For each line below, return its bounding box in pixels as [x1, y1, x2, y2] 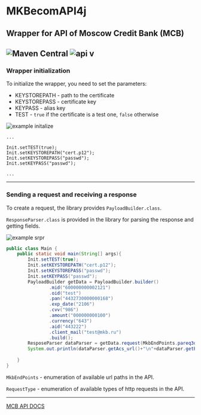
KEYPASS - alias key [14, 105, 66, 112]
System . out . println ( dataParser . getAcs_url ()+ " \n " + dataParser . [28, 346, 186, 352]
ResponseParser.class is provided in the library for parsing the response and [6, 216, 194, 223]
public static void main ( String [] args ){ [17, 251, 121, 257]
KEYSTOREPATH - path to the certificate [14, 92, 115, 99]
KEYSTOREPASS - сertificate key [14, 98, 97, 106]
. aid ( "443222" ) [48, 323, 87, 330]
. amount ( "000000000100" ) [48, 312, 111, 319]
